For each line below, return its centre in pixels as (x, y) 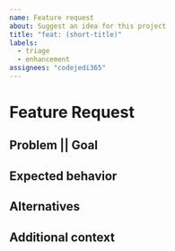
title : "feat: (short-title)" (66, 34)
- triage (34, 51)
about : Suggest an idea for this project (88, 26)
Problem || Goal (54, 145)
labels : (24, 43)
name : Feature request (52, 18)
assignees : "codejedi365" (57, 68)
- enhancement (44, 59)
